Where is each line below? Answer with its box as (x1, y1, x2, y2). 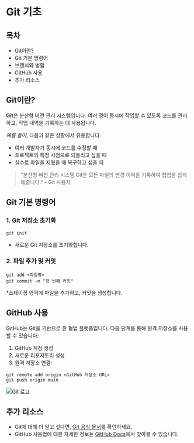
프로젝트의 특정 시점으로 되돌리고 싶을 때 (14, 151, 107, 158)
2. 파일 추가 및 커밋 (6, 257, 57, 265)
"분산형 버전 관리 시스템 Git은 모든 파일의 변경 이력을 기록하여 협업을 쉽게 (20, 171, 187, 178)
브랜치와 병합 (14, 62, 45, 69)
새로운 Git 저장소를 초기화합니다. (14, 241, 89, 248)
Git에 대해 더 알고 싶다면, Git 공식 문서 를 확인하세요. (14, 423, 133, 431)
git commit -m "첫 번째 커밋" (6, 278, 74, 284)
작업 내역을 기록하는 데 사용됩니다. (18, 119, 96, 126)
